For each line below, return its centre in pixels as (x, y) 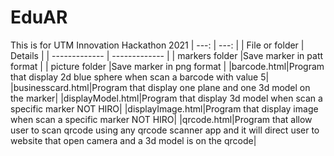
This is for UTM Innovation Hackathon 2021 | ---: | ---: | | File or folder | (157, 45)
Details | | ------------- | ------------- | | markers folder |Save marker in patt (167, 55)
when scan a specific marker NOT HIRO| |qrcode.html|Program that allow (161, 119)
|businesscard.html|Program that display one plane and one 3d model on (160, 87)
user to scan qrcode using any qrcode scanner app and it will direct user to (165, 130)
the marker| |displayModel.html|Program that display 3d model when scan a (166, 98)
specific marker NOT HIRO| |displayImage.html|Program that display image (164, 108)
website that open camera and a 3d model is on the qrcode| (133, 140)
